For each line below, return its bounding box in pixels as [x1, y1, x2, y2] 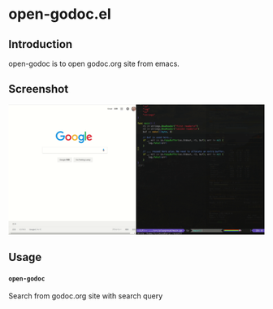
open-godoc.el [8, 5, 111, 24]
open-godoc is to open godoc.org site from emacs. [8, 59, 180, 68]
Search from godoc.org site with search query [8, 291, 163, 301]
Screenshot [8, 82, 69, 96]
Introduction [8, 37, 73, 51]
